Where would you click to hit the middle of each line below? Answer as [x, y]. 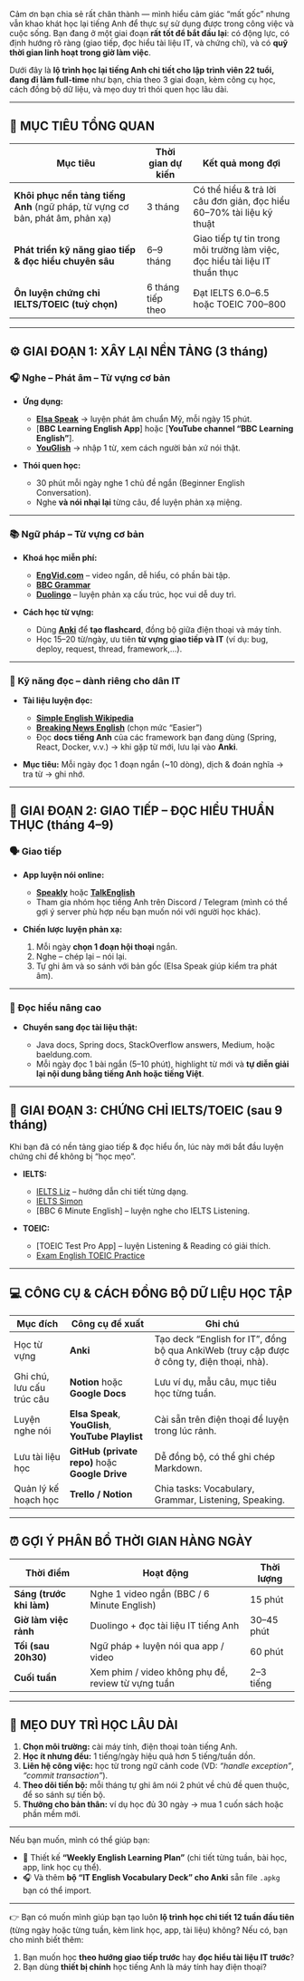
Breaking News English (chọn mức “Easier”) [119, 728]
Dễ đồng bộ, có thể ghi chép [215, 1456]
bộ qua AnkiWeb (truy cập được [222, 1350]
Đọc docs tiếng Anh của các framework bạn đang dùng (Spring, [157, 738]
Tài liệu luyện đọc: [57, 701]
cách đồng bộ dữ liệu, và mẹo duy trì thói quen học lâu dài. [119, 89]
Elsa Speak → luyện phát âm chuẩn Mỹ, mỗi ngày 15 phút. [144, 419]
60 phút [267, 1651]
